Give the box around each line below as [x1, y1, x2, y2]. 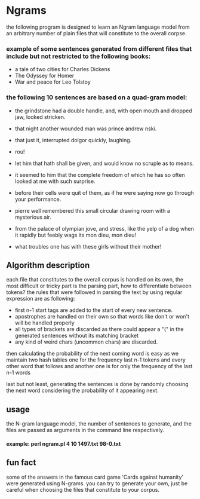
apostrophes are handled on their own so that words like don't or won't [14, 313, 190, 320]
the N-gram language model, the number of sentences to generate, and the [6, 420, 192, 427]
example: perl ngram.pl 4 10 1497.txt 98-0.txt [6, 440, 121, 447]
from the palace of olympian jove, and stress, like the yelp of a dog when [14, 225, 194, 232]
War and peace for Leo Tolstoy [14, 78, 91, 85]
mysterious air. [14, 213, 52, 221]
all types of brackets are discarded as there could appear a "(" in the [14, 326, 184, 333]
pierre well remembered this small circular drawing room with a [14, 207, 170, 214]
